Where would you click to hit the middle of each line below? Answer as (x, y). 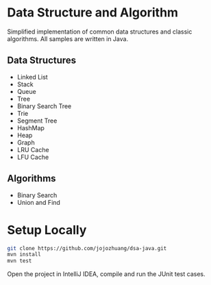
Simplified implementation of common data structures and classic (100, 32)
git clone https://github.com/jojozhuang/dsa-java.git (87, 248)
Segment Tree (37, 121)
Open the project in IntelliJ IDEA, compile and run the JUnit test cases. (106, 274)
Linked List (32, 77)
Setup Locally (47, 230)
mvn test (20, 261)
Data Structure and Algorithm (93, 13)
